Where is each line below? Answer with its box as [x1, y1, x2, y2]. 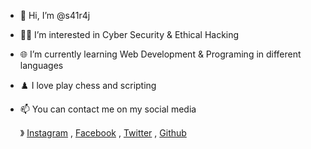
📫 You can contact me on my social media [19, 103, 197, 115]
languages [19, 60, 64, 71]
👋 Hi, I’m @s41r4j [19, 10, 91, 21]
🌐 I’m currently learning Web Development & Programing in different [19, 48, 302, 60]
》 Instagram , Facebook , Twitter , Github [19, 127, 187, 139]
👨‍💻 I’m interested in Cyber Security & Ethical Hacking [19, 29, 240, 40]
